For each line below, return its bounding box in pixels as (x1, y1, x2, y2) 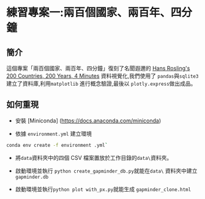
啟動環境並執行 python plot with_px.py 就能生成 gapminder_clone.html (15, 185, 192, 193)
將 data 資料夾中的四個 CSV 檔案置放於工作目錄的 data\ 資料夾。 (15, 154, 173, 161)
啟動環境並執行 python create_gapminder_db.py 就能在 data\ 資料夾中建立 (15, 167, 198, 175)
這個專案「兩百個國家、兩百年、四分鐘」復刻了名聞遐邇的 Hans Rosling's (6, 65, 190, 72)
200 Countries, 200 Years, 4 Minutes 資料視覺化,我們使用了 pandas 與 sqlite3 (6, 72, 199, 80)
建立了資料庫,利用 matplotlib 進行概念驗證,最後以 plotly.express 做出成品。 (6, 80, 196, 87)
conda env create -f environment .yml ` (6, 142, 108, 148)
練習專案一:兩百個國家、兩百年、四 (6, 6, 182, 20)
